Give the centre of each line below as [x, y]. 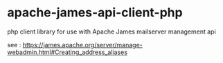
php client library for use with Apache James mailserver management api [111, 32]
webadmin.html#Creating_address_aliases [68, 52]
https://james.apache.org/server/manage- [83, 45]
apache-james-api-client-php [95, 13]
